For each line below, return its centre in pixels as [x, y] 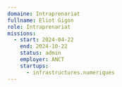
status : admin [41, 53]
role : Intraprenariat [39, 27]
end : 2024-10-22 [44, 46]
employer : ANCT [42, 60]
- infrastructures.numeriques [70, 72]
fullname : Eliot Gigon [41, 20]
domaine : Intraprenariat [44, 14]
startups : [35, 66]
